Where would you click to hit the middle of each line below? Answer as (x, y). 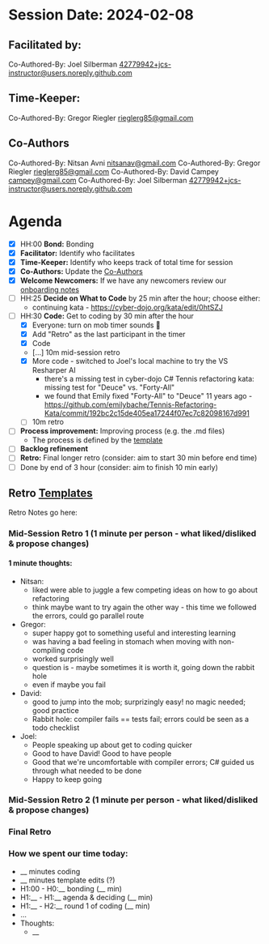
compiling (48, 650)
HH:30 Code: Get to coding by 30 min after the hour (107, 316)
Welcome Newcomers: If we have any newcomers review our (123, 280)
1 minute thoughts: (40, 563)
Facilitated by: (45, 45)
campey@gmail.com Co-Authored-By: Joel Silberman (98, 180)
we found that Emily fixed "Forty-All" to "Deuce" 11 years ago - (148, 396)
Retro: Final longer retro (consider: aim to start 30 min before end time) (139, 458)
